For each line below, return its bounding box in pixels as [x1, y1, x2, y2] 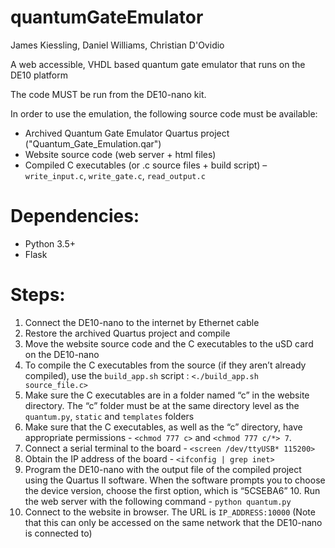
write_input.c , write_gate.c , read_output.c [24, 169, 206, 181]
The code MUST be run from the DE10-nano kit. [10, 88, 207, 100]
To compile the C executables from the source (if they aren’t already [24, 359, 307, 371]
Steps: [10, 284, 66, 306]
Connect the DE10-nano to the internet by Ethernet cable [24, 316, 260, 328]
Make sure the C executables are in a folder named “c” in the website [24, 389, 310, 401]
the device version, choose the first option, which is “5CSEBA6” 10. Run [24, 484, 321, 496]
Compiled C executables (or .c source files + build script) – [24, 159, 268, 171]
